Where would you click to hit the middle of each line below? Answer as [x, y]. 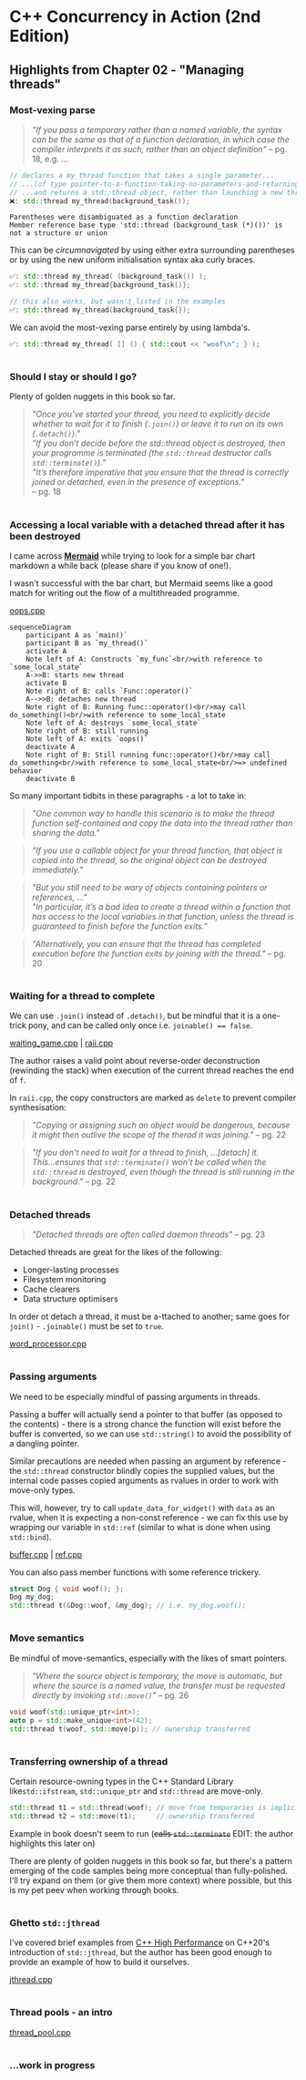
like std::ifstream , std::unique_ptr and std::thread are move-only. [137, 1791]
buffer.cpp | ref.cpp [46, 1554]
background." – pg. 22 [74, 1181]
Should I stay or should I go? [73, 376]
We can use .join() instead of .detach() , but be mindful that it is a [135, 1016]
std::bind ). [31, 1537]
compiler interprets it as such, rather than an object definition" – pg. [159, 149]
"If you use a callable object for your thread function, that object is [157, 850]
